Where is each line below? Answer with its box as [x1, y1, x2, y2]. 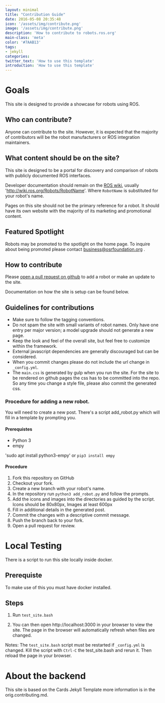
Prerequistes [5, 426, 32, 432]
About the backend [5, 670, 86, 682]
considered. [12, 354, 37, 360]
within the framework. [12, 343, 58, 349]
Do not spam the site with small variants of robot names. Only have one [12, 322, 159, 328]
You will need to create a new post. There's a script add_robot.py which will [5, 409, 160, 415]
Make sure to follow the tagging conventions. [12, 317, 105, 323]
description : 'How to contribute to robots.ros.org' [5, 30, 117, 35]
